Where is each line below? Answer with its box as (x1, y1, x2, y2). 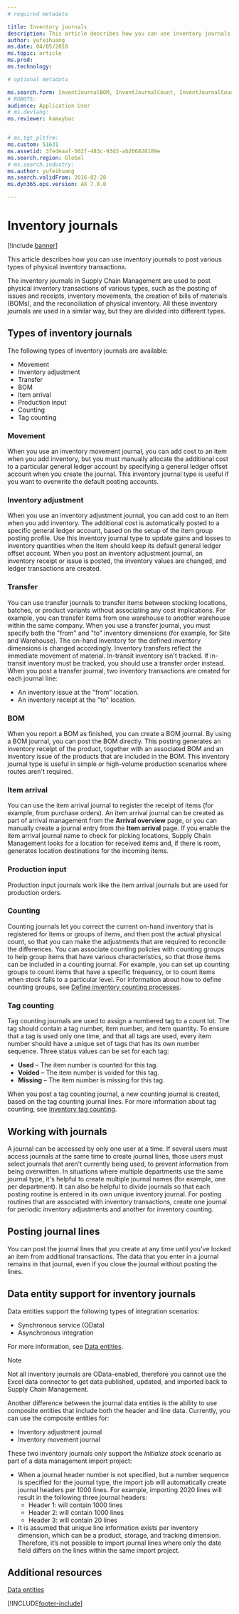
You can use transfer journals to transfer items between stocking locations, (7, 598, 228, 606)
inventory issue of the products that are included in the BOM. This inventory (7, 752, 230, 760)
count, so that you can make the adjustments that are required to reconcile (7, 937, 226, 946)
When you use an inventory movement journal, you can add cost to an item (7, 447, 228, 456)
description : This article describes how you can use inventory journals (7, 30, 231, 37)
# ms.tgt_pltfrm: (7, 135, 59, 142)
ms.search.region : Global (7, 154, 84, 161)
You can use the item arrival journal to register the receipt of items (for (7, 801, 213, 809)
